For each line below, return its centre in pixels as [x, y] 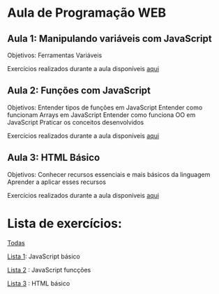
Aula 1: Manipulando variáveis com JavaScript [109, 39]
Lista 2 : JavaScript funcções [49, 270]
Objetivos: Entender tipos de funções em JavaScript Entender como [105, 107]
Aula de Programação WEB [86, 13]
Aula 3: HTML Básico [54, 158]
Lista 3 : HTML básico [39, 283]
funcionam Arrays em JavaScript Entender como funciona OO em [101, 115]
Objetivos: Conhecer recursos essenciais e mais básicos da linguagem [109, 174]
